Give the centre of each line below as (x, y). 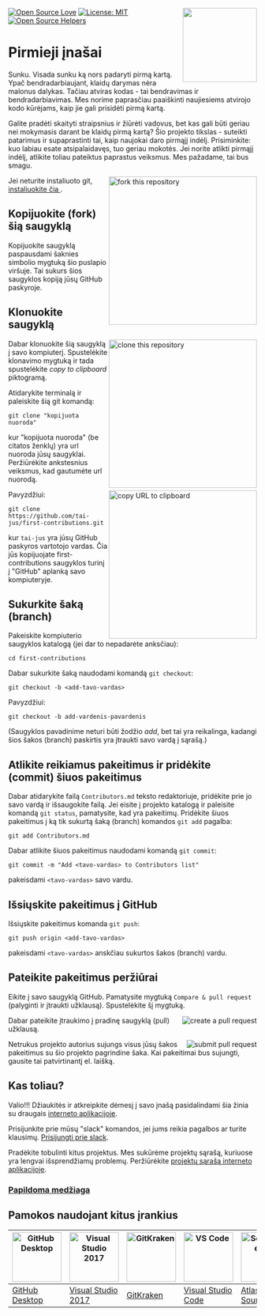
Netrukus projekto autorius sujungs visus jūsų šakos (93, 1044)
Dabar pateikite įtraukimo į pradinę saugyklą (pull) (89, 1020)
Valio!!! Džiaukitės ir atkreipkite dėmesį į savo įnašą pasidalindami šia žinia (128, 1105)
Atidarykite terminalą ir (45, 392)
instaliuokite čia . (35, 189)
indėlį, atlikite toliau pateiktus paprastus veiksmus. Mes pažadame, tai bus (129, 157)
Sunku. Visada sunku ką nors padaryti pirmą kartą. (90, 74)
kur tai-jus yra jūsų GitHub (53, 537)
